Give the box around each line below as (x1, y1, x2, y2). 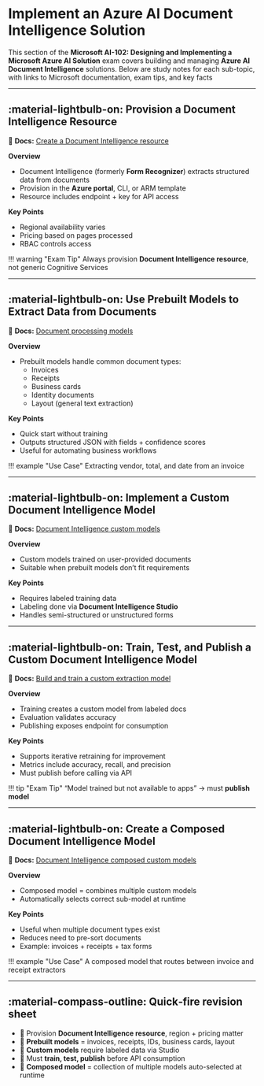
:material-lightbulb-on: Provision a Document (8, 103, 236, 117)
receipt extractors (8, 966, 66, 974)
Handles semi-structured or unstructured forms (19, 610, 174, 620)
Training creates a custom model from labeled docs (19, 704, 187, 713)
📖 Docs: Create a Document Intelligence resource (8, 135, 169, 146)
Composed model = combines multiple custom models (19, 886, 197, 895)
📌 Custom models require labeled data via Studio (19, 1045, 180, 1054)
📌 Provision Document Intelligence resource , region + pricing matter (19, 1029, 244, 1038)
